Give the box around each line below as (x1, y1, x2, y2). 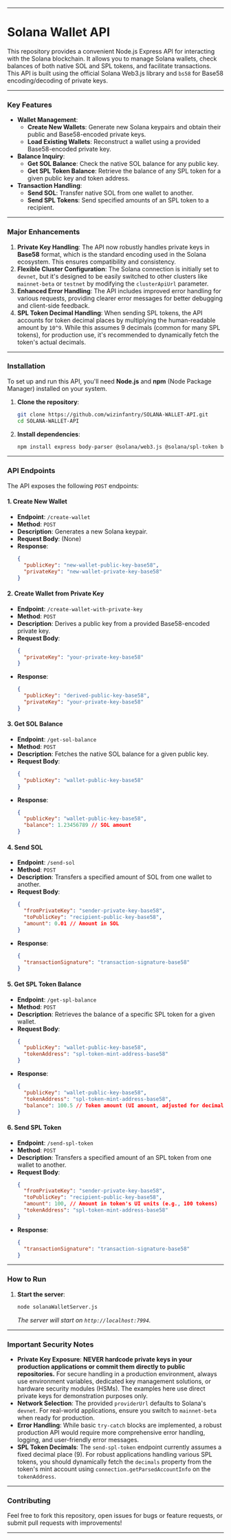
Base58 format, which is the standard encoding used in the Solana (16, 250, 206, 258)
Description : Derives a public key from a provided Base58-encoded (16, 619, 210, 627)
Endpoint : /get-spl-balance (16, 995, 97, 1004)
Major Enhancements (7, 227, 80, 237)
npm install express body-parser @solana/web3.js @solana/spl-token (16, 443, 218, 450)
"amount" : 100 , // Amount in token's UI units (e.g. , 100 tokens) (23, 1201, 218, 1207)
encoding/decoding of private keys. (7, 76, 109, 85)
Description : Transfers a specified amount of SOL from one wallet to (16, 873, 212, 881)
